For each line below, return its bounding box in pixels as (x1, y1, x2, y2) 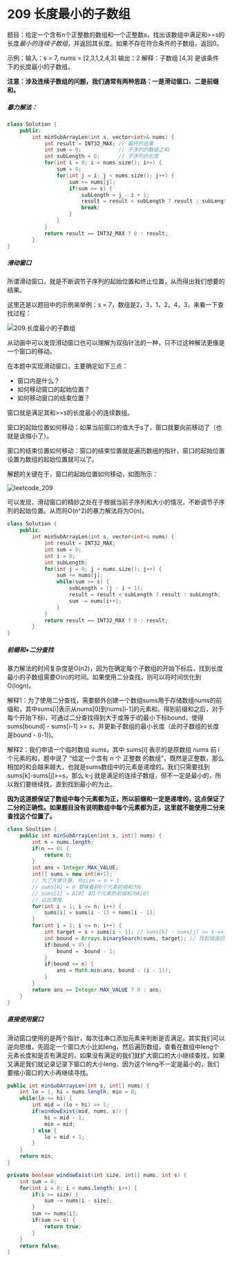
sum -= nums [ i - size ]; (43, 1197, 113, 1205)
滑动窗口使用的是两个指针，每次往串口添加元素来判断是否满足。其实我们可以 (7, 1034, 225, 1042)
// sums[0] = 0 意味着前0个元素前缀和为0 (32, 883, 142, 890)
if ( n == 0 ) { (32, 845, 70, 852)
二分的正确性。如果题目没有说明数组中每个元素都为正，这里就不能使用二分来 (7, 803, 225, 812)
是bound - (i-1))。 (7, 731, 57, 740)
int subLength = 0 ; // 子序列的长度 (43, 153, 159, 160)
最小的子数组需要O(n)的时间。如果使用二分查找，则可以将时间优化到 (7, 673, 202, 681)
